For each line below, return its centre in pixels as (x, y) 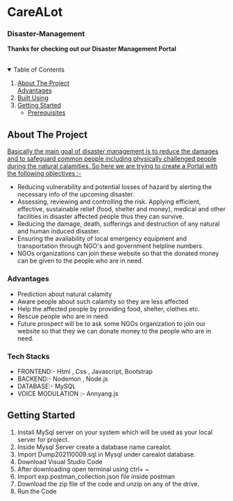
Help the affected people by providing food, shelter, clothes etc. (109, 309)
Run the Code (37, 491)
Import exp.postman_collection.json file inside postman (96, 476)
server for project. (43, 439)
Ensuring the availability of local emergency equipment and (102, 239)
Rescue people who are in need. (63, 316)
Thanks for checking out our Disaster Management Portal (92, 49)
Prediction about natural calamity (64, 294)
